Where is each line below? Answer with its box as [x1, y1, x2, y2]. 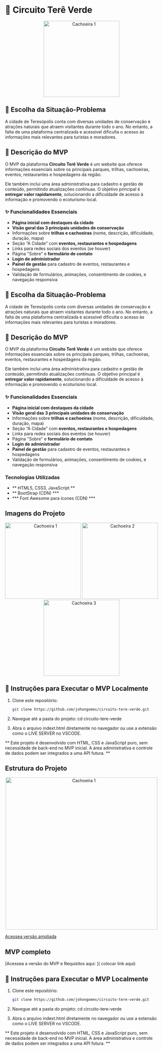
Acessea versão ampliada [5, 934, 57, 939]
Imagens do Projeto [5, 509, 65, 518]
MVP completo [5, 948, 51, 956]
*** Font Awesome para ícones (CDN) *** [12, 496, 96, 501]
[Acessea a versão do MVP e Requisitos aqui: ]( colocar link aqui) [5, 961, 136, 967]
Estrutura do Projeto [5, 764, 67, 772]
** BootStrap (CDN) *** [12, 490, 59, 496]
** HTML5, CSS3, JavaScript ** [12, 485, 75, 491]
